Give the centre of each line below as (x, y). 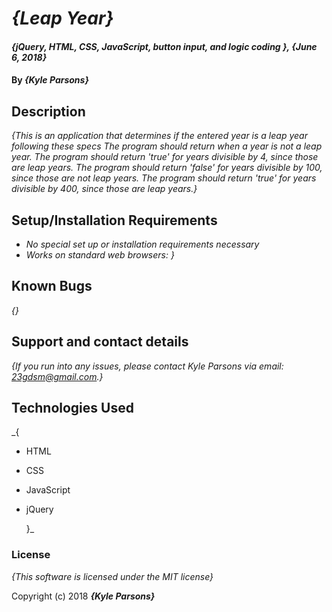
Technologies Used (72, 408)
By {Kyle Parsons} (50, 80)
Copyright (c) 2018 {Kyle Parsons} (83, 596)
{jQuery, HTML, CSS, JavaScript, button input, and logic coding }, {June (164, 46)
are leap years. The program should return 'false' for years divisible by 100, (167, 168)
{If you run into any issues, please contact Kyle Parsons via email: (147, 366)
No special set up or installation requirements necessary (142, 244)
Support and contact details (100, 342)
